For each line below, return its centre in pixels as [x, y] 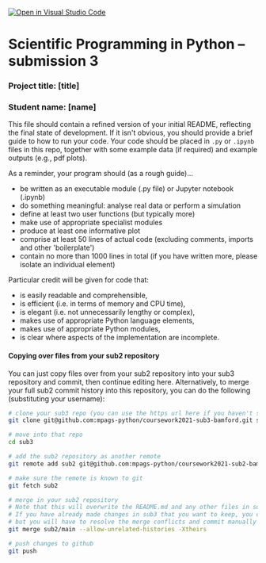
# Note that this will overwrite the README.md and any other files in [129, 507]
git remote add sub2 [42, 464]
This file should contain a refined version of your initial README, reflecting [130, 124]
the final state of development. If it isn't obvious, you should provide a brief [131, 133]
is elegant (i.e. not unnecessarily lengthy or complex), [107, 312]
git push [23, 551]
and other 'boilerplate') [57, 248]
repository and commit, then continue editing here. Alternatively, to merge [129, 381]
